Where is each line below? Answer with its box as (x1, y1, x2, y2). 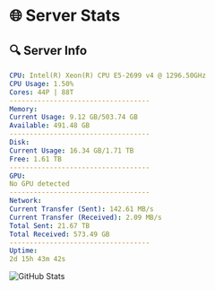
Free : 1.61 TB (9, 154, 63, 163)
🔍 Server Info (9, 42, 88, 58)
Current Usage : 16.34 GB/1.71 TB (9, 145, 134, 155)
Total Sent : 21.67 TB (9, 221, 90, 230)
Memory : (9, 104, 39, 113)
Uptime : (9, 246, 39, 256)
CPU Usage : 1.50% (9, 79, 74, 88)
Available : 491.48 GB (9, 121, 90, 130)
